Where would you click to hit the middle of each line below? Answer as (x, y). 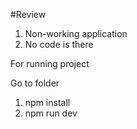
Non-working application (76, 33)
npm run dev (51, 113)
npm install (47, 102)
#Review (28, 14)
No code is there (59, 44)
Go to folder (35, 83)
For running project (50, 63)
